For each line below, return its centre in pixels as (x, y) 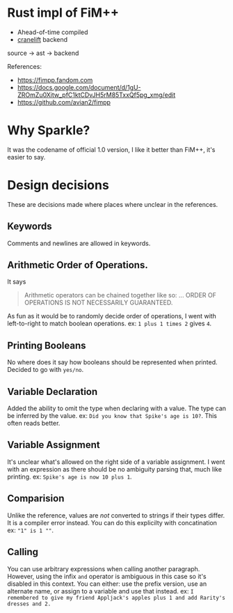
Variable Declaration (53, 391)
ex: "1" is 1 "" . (31, 530)
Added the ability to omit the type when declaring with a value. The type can (117, 408)
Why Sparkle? (49, 131)
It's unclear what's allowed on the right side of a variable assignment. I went (116, 462)
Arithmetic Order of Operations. (78, 265)
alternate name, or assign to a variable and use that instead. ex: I (101, 591)
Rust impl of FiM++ (63, 13)
